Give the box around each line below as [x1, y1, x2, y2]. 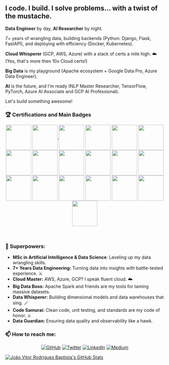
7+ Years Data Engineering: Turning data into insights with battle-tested [12, 265, 163, 271]
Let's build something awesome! [5, 98, 73, 104]
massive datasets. [12, 289, 50, 295]
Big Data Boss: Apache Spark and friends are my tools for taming [12, 283, 149, 290]
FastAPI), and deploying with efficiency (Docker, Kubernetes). [5, 40, 134, 47]
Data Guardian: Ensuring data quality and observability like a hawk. [12, 318, 153, 324]
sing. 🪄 [12, 300, 29, 306]
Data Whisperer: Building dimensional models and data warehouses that [12, 294, 164, 300]
